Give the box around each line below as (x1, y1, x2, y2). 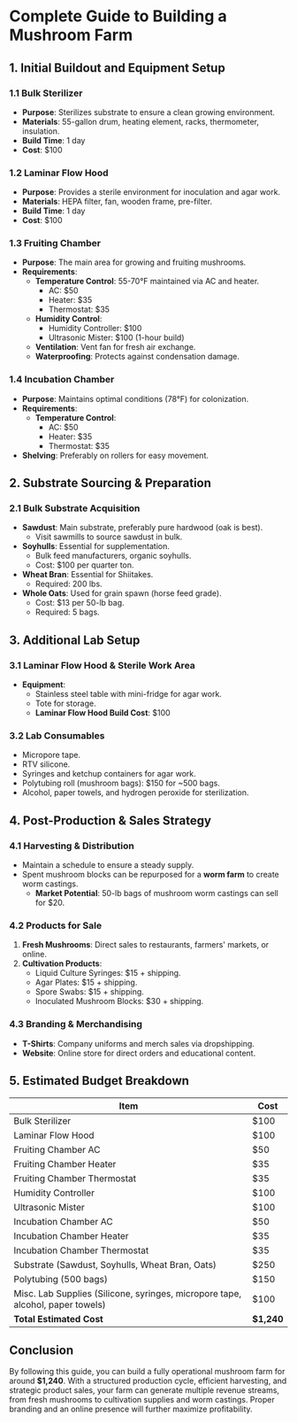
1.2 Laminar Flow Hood (9, 166, 109, 179)
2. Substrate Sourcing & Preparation (9, 476, 212, 491)
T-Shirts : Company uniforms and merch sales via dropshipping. (21, 1038, 255, 1048)
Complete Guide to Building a (9, 6, 227, 27)
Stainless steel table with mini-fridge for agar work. (34, 689, 223, 700)
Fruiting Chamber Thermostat (13, 1172, 137, 1184)
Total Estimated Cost (13, 1312, 103, 1325)
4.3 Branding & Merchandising (9, 1018, 143, 1031)
